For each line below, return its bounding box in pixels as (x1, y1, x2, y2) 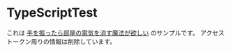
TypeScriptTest (6, 5, 98, 21)
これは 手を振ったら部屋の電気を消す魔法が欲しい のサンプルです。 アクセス (6, 28, 225, 37)
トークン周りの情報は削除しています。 (6, 37, 117, 46)
